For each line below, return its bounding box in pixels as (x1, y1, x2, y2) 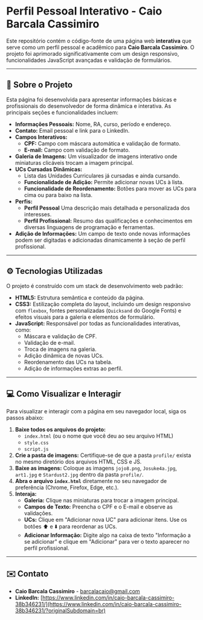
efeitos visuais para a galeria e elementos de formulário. (14, 313, 155, 321)
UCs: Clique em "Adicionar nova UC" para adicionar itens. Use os (24, 516, 187, 524)
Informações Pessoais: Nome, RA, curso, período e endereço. (14, 120, 172, 128)
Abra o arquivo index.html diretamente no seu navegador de (14, 478, 167, 485)
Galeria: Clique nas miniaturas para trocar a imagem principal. (24, 497, 179, 504)
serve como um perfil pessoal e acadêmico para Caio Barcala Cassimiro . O (6, 44, 195, 51)
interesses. (24, 210, 52, 218)
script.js (24, 447, 50, 453)
